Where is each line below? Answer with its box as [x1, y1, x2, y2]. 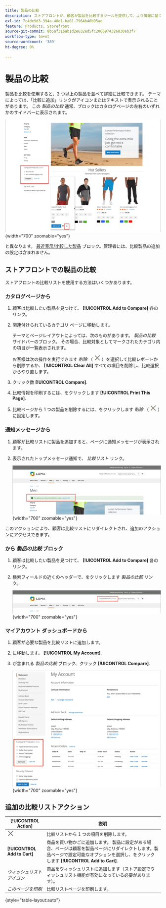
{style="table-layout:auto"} [5, 897, 60, 903]
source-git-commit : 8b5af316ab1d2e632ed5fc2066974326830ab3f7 [5, 29, 136, 34]
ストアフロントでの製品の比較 [5, 265, 96, 274]
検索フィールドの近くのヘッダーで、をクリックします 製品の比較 [12, 574, 143, 580]
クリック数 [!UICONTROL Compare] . [12, 379, 88, 385]
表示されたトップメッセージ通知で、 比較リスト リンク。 [12, 455, 127, 461]
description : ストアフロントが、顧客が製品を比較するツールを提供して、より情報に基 [5, 13, 159, 18]
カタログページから [5, 293, 51, 300]
